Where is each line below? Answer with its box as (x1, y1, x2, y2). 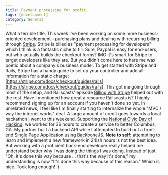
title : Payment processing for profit (5, 7, 86, 13)
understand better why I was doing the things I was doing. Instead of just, (5, 148, 157, 154)
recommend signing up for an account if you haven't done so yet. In (5, 100, 145, 106)
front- (144, 127, 156, 133)
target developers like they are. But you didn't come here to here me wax (5, 57, 156, 63)
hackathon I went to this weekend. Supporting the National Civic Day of (5, 116, 153, 122)
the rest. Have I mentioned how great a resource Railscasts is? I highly (5, 95, 150, 101)
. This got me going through (103, 84, 161, 90)
